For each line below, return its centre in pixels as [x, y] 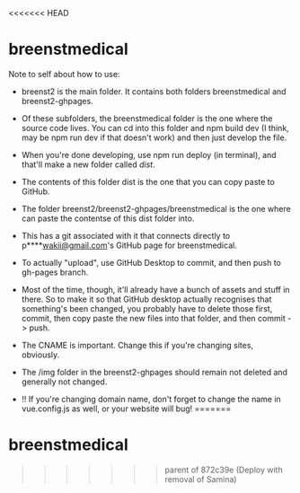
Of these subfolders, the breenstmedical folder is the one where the [147, 118]
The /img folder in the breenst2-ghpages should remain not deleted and [154, 372]
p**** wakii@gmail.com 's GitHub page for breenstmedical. [129, 245]
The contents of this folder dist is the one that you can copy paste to [148, 181]
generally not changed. [64, 382]
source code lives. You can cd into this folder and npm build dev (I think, [155, 128]
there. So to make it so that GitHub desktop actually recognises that [146, 299]
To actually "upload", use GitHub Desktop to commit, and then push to [151, 262]
